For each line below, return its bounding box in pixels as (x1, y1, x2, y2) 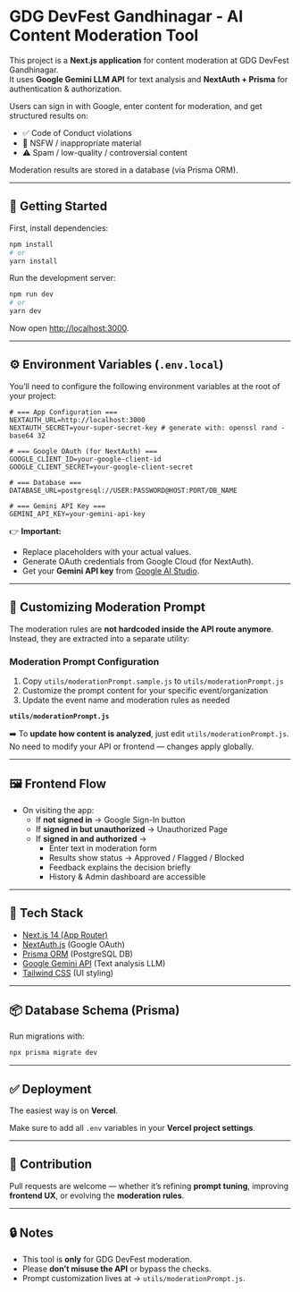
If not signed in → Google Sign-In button (35, 814, 186, 825)
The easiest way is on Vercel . (9, 1105, 119, 1116)
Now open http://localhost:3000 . (9, 323, 129, 333)
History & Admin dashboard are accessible (48, 871, 206, 882)
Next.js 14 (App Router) (21, 929, 109, 940)
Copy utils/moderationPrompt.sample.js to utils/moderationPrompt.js (21, 676, 284, 686)
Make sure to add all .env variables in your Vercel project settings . (9, 1123, 256, 1134)
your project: (9, 390, 56, 401)
